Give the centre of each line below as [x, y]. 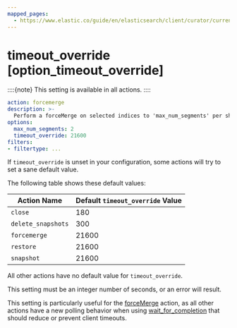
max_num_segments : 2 [44, 129]
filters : [20, 142]
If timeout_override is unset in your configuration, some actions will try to [114, 162]
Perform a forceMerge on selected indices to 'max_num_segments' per [118, 116]
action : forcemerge [36, 103]
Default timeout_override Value [128, 200]
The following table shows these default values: [77, 183]
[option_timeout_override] [86, 70]
